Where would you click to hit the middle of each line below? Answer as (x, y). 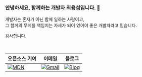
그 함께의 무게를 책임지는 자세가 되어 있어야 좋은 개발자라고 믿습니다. (71, 26)
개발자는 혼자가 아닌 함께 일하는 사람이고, (45, 19)
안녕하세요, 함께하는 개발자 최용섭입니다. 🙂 (53, 7)
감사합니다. (16, 36)
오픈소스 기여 (22, 59)
